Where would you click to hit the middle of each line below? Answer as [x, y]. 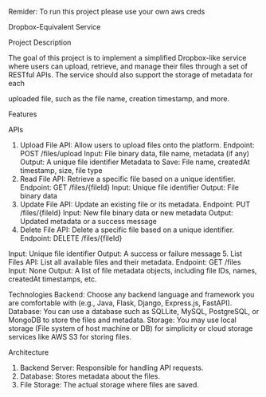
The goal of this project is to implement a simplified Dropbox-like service [127, 58]
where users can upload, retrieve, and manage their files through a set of [128, 66]
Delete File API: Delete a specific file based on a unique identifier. [127, 230]
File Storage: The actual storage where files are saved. [109, 385]
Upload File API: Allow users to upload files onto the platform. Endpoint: [137, 145]
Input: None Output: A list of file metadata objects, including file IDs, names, [133, 271]
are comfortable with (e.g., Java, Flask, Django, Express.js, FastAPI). [120, 303]
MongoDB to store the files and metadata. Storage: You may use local [122, 320]
